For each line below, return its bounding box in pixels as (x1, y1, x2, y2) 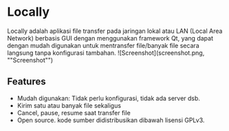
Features (7, 76, 46, 88)
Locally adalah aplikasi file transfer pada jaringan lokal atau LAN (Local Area (7, 27, 223, 35)
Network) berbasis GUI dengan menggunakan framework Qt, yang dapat (7, 34, 213, 42)
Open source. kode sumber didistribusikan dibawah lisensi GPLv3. (17, 116, 205, 124)
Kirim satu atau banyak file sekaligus (17, 101, 122, 110)
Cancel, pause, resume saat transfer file (17, 108, 131, 117)
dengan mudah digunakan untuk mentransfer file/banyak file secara (7, 41, 199, 49)
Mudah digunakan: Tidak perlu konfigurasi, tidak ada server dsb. (17, 94, 201, 102)
